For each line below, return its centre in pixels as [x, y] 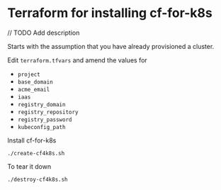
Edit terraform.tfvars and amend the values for [77, 60]
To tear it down [29, 166]
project [29, 74]
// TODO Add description [44, 33]
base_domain [35, 82]
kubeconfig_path [41, 127]
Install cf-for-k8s [32, 140]
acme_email [34, 89]
